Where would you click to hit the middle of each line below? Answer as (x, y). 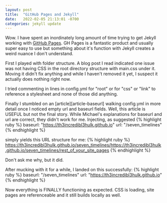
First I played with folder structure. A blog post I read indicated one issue (80, 63)
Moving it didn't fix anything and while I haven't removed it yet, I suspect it (82, 74)
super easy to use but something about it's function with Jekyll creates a (80, 48)
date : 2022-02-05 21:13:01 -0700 (42, 19)
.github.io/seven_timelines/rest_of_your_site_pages (57, 150)
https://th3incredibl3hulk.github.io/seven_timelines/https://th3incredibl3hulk (83, 145)
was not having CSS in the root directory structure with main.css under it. (81, 69)
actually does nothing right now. (38, 79)
